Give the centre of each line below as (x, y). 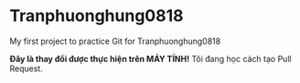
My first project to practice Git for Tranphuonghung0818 (115, 41)
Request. (26, 68)
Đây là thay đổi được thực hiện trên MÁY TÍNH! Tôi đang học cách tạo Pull (150, 58)
